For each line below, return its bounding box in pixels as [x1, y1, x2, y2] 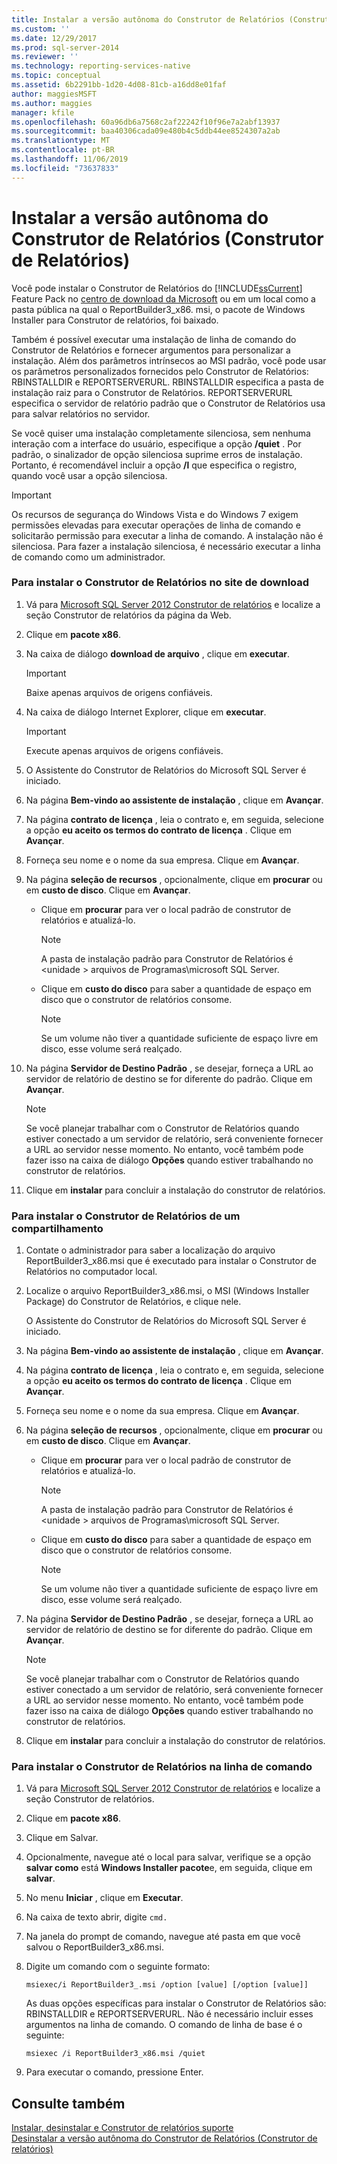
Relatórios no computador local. [25, 1266, 158, 1278]
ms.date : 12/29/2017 [11, 33, 98, 43]
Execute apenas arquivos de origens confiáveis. [25, 744, 224, 756]
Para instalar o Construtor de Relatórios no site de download [11, 576, 310, 590]
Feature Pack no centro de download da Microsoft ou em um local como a [11, 292, 316, 305]
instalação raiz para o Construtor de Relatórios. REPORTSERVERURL [11, 386, 293, 398]
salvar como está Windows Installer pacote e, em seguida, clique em [25, 1862, 313, 1874]
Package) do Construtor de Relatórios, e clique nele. [25, 1296, 242, 1308]
